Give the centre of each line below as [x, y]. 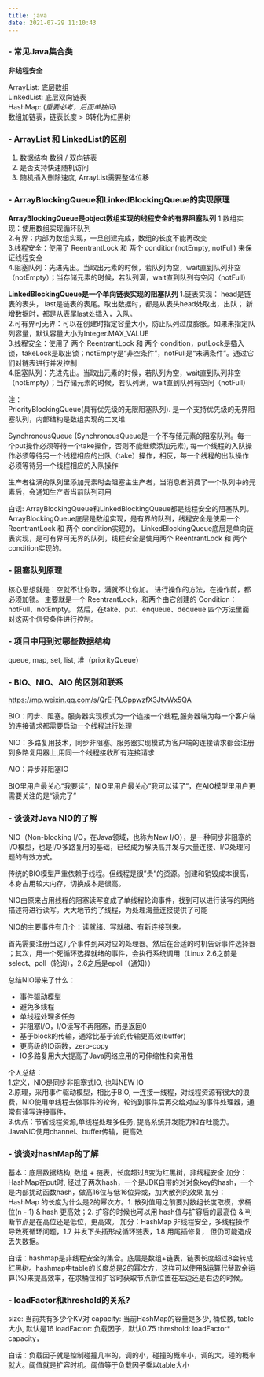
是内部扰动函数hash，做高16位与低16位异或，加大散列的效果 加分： [117, 1192]
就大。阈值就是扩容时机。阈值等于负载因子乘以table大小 [99, 1365]
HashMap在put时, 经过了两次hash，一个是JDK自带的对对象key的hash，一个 [131, 1182]
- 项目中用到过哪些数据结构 [59, 641]
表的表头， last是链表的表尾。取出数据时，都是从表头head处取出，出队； [126, 304]
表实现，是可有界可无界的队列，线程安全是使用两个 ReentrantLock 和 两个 [128, 538]
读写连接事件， [46, 1112]
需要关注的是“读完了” [42, 796]
